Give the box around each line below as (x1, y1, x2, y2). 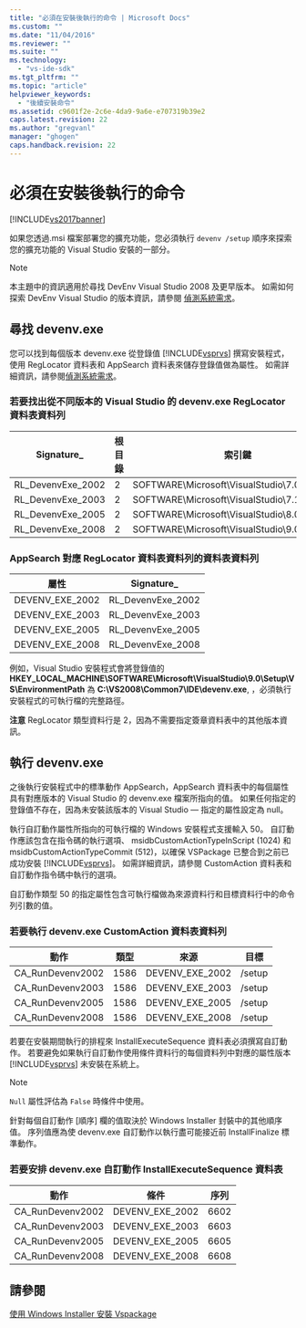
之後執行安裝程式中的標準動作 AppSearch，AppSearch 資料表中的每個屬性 (9, 781, 290, 792)
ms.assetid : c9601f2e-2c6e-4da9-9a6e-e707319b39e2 (9, 107, 206, 116)
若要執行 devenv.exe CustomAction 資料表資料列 (9, 925, 228, 937)
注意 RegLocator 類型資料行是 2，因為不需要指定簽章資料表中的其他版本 (9, 715, 280, 726)
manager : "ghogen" (9, 132, 79, 141)
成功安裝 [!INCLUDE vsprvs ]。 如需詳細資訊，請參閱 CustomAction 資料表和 (9, 857, 292, 868)
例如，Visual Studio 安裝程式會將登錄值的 (9, 663, 166, 674)
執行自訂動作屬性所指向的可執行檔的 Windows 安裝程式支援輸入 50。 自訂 (9, 823, 287, 834)
